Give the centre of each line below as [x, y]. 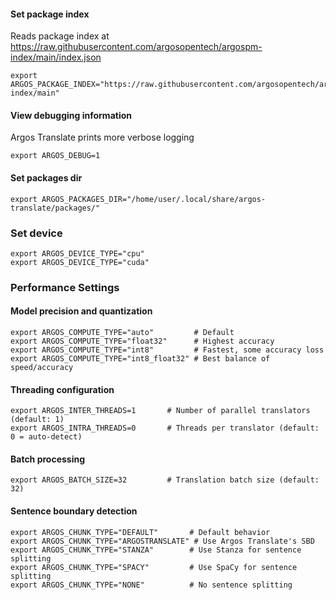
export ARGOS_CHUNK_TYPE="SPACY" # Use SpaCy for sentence [154, 567]
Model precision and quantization [81, 311]
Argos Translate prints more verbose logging [102, 137]
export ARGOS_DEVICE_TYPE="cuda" [80, 262]
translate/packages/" [55, 208]
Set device [36, 233]
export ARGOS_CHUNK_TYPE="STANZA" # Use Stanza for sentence [156, 550]
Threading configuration [62, 389]
